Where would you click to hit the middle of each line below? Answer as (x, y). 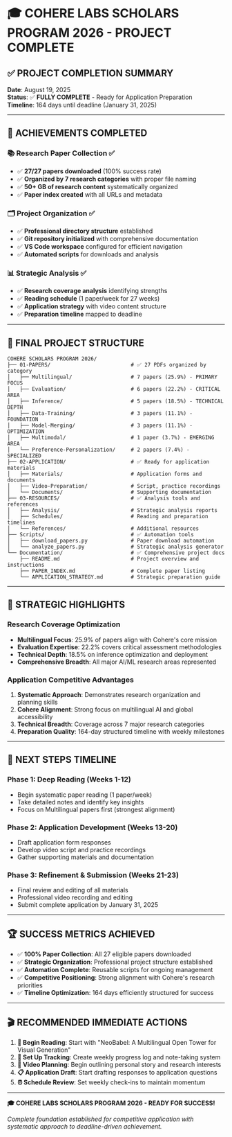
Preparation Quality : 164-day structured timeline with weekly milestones (120, 732)
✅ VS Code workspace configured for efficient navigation (100, 246)
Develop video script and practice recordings (81, 850)
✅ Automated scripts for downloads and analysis (88, 254)
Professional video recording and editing (75, 897)
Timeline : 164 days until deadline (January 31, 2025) (82, 105)
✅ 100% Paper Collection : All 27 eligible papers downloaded (104, 954)
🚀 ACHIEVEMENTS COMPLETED (77, 133)
